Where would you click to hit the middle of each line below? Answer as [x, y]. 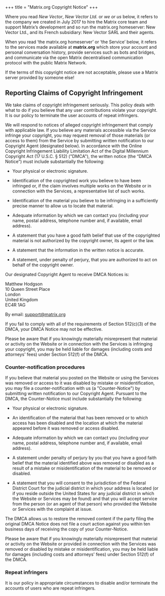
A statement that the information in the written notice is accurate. [78, 250]
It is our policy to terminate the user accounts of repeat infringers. [72, 115]
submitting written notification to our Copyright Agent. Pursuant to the [76, 394]
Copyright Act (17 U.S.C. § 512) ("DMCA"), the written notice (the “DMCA [79, 156]
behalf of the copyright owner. [43, 265]
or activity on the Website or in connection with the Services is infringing [79, 344]
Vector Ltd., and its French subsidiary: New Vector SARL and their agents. [80, 32]
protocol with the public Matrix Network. [46, 63]
